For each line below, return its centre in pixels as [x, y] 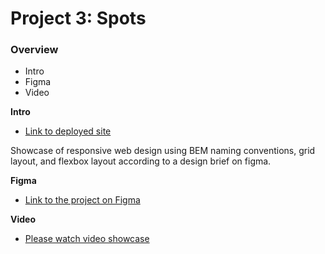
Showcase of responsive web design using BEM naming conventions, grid [163, 151]
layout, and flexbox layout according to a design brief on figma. [141, 161]
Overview [34, 50]
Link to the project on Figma [82, 200]
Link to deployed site [68, 131]
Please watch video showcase [87, 239]
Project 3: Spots [78, 18]
